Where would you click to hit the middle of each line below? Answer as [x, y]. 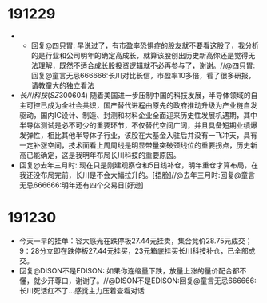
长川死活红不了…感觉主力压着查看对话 [82, 290]
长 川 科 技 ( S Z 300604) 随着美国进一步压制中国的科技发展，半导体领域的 [135, 95]
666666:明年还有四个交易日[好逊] [89, 185]
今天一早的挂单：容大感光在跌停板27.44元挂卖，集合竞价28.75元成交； [135, 241]
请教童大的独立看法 [63, 85]
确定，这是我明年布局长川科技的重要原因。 [110, 155]
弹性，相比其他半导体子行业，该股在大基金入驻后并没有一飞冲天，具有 [141, 135]
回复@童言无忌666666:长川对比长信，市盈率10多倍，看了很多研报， [143, 75]
